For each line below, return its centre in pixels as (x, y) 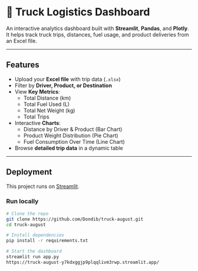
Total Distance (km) (47, 98)
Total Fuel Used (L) (46, 104)
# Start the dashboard (34, 252)
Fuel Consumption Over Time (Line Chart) (74, 141)
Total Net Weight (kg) (49, 110)
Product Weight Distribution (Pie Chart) (71, 135)
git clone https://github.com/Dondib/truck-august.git (75, 219)
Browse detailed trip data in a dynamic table (69, 148)
